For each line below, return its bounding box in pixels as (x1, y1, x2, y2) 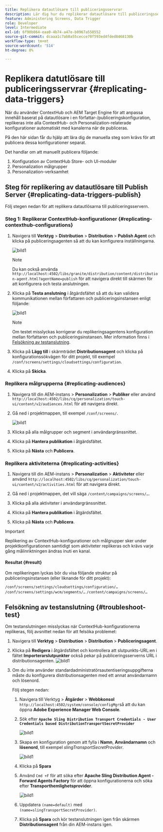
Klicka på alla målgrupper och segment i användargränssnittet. (12, 429, 137, 435)
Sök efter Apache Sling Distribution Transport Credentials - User (19, 716, 156, 722)
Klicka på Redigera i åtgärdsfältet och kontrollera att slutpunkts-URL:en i (12, 647, 157, 654)
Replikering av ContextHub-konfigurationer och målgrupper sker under (5, 538, 147, 544)
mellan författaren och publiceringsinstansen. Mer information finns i (12, 334, 149, 340)
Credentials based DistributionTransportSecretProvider (19, 721, 135, 727)
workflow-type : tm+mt (5, 39, 49, 44)
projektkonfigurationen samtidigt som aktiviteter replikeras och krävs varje (5, 543, 154, 549)
